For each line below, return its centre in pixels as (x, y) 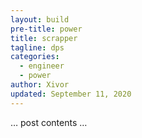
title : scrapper (44, 38)
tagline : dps (37, 47)
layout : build (40, 19)
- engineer (42, 66)
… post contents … (49, 122)
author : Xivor (40, 85)
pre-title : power (46, 29)
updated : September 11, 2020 (71, 94)
